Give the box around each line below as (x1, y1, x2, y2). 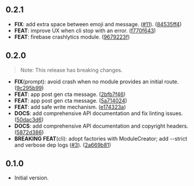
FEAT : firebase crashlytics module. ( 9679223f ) (14, 33, 130, 41)
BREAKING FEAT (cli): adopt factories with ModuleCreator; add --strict (14, 135, 187, 142)
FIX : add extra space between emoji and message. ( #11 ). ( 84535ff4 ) (14, 20, 182, 27)
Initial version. (14, 174, 49, 181)
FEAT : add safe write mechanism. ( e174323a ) (14, 103, 127, 110)
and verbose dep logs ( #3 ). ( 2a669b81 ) (14, 141, 112, 148)
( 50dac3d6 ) (14, 116, 44, 123)
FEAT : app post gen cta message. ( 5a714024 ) (14, 97, 128, 104)
